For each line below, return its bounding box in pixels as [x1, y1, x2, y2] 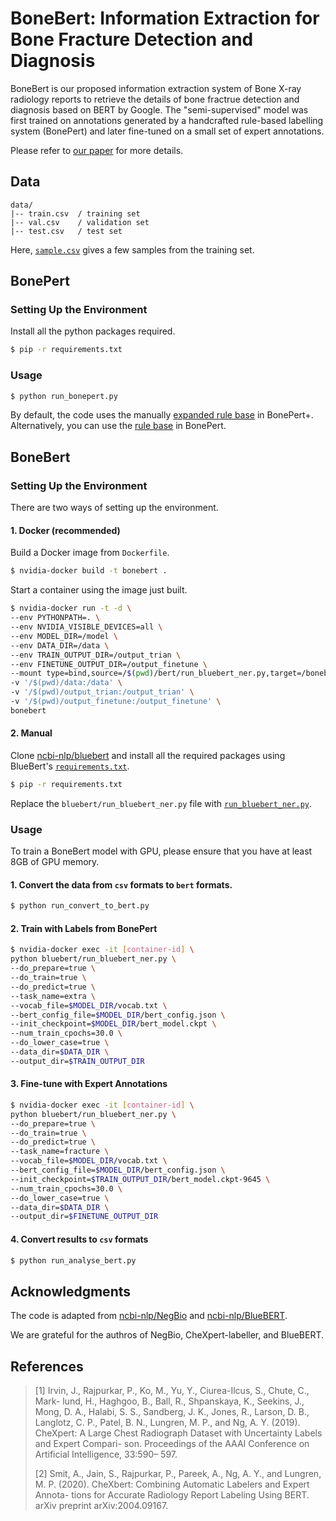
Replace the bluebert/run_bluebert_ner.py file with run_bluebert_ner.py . [10, 797, 313, 809]
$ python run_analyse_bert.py [10, 1255, 137, 1266]
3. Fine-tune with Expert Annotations [10, 1078, 168, 1090]
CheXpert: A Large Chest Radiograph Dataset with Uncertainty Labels [34, 1427, 323, 1439]
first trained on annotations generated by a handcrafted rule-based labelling [10, 114, 324, 126]
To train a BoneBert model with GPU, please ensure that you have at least [10, 845, 313, 857]
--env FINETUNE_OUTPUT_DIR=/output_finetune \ [10, 659, 208, 669]
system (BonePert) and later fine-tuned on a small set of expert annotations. [10, 125, 325, 137]
